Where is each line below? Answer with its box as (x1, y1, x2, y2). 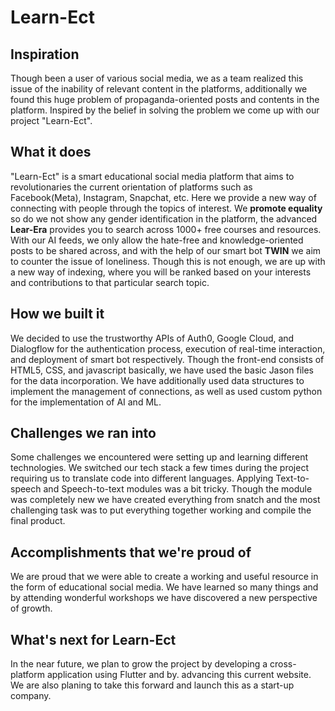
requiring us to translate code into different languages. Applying (10, 472, 274, 485)
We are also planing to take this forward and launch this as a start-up (10, 679, 295, 691)
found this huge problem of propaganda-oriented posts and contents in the (10, 94, 320, 105)
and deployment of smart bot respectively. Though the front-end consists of (10, 353, 325, 365)
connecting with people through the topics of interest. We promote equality (10, 202, 323, 214)
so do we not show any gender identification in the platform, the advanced (10, 212, 318, 225)
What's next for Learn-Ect (10, 631, 177, 648)
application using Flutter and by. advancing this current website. (46, 669, 312, 681)
